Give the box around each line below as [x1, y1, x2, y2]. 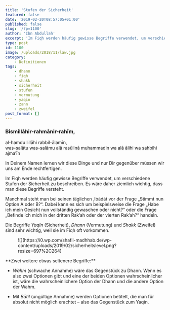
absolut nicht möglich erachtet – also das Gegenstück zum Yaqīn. [12, 299, 149, 305]
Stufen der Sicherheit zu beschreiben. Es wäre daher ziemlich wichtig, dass [5, 181, 163, 187]
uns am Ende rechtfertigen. [5, 165, 62, 171]
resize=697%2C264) [18, 248, 62, 254]
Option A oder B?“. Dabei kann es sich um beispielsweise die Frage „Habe [5, 201, 159, 208]
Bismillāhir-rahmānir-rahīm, [5, 128, 75, 135]
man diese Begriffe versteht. [5, 186, 65, 192]
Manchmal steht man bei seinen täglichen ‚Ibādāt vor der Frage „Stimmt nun [5, 196, 163, 202]
